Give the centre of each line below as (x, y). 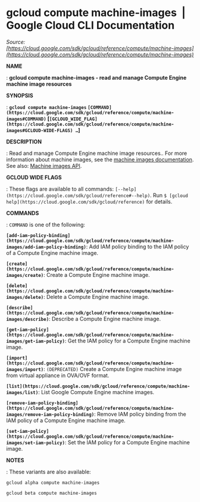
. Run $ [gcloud (169, 195)
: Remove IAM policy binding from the (140, 414)
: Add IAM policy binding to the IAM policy (137, 247)
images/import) (25, 369)
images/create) (25, 275)
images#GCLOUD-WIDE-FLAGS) (40, 130)
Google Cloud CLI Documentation (90, 25)
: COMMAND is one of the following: (46, 225)
